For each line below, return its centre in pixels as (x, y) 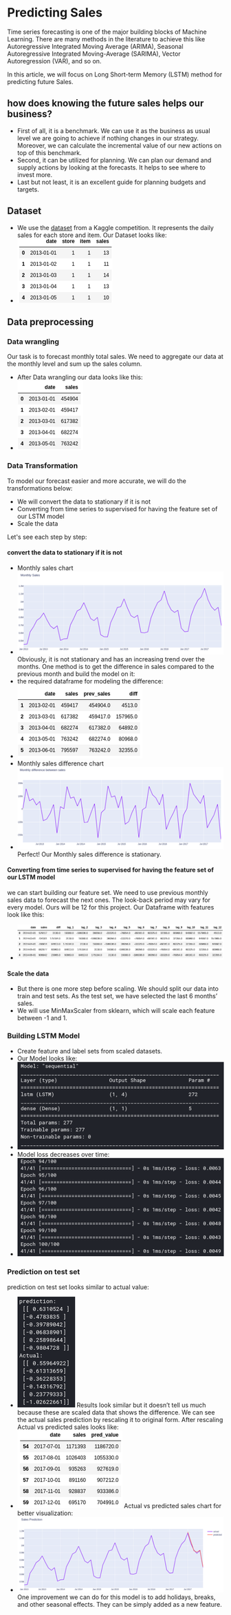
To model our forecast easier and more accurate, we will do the (97, 481)
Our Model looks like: (47, 1058)
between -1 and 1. (42, 1018)
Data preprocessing (51, 322)
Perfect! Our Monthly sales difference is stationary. (89, 854)
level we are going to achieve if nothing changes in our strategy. (108, 138)
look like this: (26, 915)
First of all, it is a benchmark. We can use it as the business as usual (114, 131)
